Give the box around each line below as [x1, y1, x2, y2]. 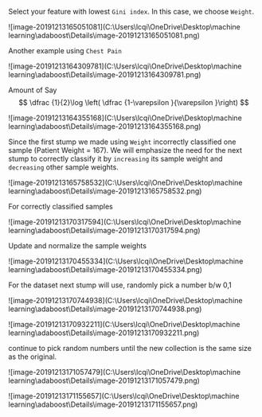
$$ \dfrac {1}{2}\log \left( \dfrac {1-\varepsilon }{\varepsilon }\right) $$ [18, 98, 249, 107]
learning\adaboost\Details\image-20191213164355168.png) [8, 122, 201, 131]
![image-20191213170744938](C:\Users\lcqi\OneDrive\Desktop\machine [8, 296, 243, 305]
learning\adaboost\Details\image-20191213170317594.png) [8, 226, 201, 235]
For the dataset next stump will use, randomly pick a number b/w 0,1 [8, 280, 233, 290]
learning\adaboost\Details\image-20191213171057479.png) [8, 376, 201, 385]
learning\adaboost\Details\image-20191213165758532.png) [8, 186, 202, 196]
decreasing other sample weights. [8, 162, 119, 172]
